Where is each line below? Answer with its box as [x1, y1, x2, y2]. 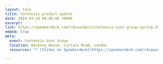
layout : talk [5, 7, 32, 12]
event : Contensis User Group [9, 38, 68, 43]
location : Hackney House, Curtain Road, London [9, 43, 108, 48]
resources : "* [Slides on [9, 47, 62, 52]
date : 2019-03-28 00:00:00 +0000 [5, 16, 73, 21]
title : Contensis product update [5, 12, 73, 16]
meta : [5, 34, 16, 39]
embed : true [5, 29, 29, 34]
